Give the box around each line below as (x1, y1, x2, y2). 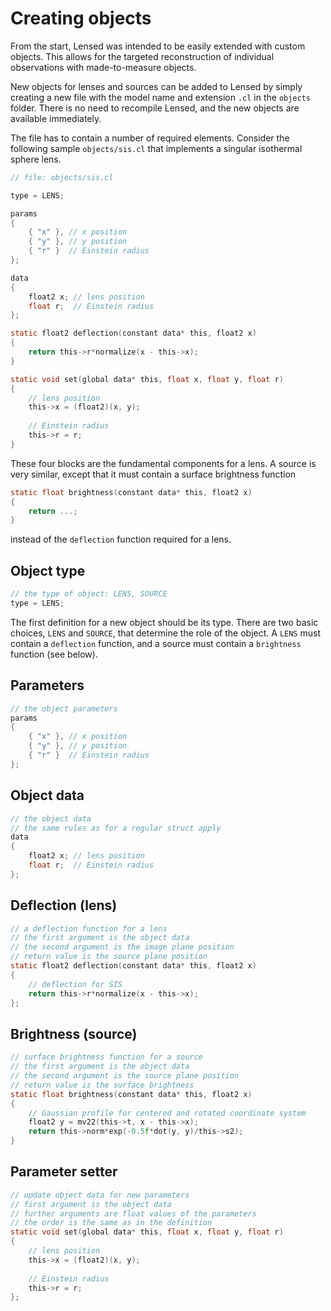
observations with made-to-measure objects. (10, 61, 197, 73)
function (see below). (10, 648, 98, 660)
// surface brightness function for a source (10, 1052, 203, 1062)
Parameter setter (10, 1163, 118, 1181)
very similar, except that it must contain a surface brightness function (10, 468, 297, 480)
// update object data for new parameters (10, 1190, 190, 1200)
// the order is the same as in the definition (10, 1218, 213, 1228)
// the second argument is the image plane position (10, 942, 235, 952)
